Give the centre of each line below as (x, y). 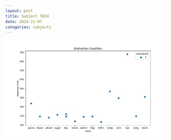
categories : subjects (28, 27)
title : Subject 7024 (27, 16)
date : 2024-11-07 (24, 21)
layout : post (19, 11)
